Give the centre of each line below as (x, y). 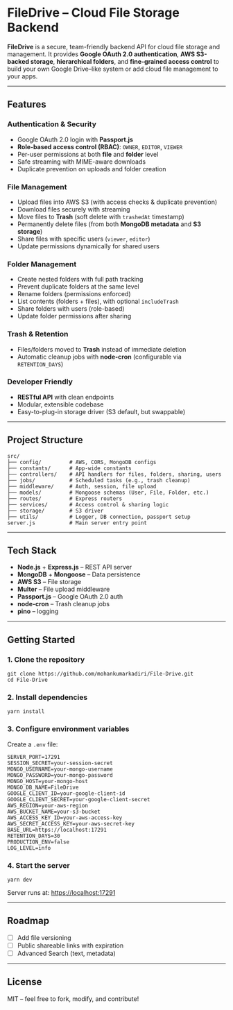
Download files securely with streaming (74, 209)
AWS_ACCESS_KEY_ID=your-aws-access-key (65, 818)
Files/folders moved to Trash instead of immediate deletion (102, 349)
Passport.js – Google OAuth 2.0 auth (70, 597)
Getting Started (41, 640)
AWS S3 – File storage (49, 582)
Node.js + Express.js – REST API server (75, 567)
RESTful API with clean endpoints (66, 397)
